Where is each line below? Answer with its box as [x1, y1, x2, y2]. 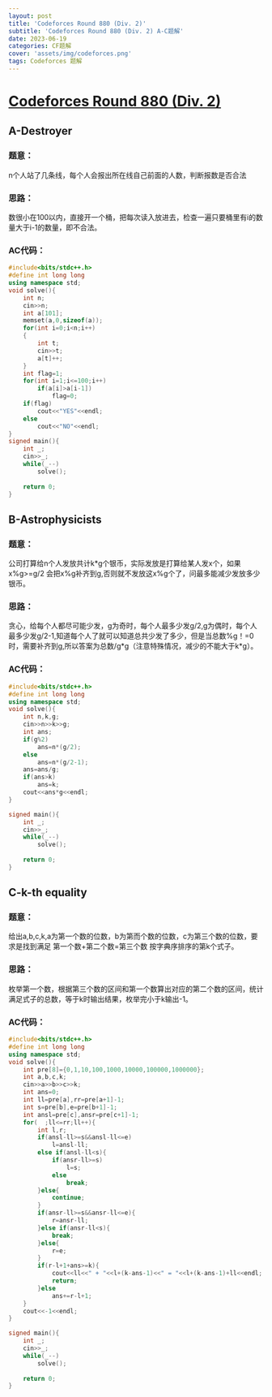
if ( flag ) [23, 399, 53, 408]
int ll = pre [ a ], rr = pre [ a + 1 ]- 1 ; [23, 1096, 125, 1104]
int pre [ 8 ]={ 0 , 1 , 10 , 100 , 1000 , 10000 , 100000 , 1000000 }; [23, 1065, 205, 1074]
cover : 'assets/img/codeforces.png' [8, 50, 132, 58]
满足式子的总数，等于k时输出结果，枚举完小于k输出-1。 [8, 994, 193, 1003]
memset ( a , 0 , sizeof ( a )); [23, 317, 104, 325]
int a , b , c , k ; [23, 1073, 67, 1081]
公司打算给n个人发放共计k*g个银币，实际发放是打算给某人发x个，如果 [8, 558, 241, 568]
